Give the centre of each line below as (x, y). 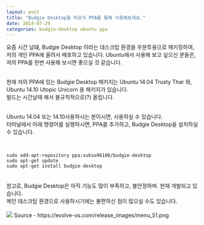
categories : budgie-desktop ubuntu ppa (57, 29)
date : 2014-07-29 (28, 23)
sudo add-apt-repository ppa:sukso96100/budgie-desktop (79, 156)
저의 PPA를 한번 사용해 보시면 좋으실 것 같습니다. (64, 62)
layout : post (23, 12)
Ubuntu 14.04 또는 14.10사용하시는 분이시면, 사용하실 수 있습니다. (85, 117)
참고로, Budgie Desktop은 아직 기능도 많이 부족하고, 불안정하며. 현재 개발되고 (99, 186)
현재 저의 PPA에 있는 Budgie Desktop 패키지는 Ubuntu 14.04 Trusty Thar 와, (99, 82)
